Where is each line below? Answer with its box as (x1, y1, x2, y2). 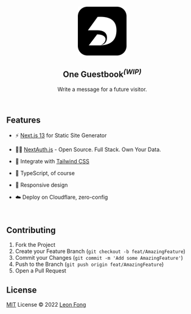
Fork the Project (15, 241, 56, 249)
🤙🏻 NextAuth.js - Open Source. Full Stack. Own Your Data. (15, 146, 161, 153)
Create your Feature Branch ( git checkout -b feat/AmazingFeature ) (15, 248, 186, 255)
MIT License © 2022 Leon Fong (6, 301, 86, 309)
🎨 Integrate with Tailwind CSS (15, 157, 89, 165)
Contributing (6, 225, 56, 235)
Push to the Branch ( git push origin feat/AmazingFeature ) (15, 260, 164, 268)
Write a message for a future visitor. (57, 85, 147, 93)
